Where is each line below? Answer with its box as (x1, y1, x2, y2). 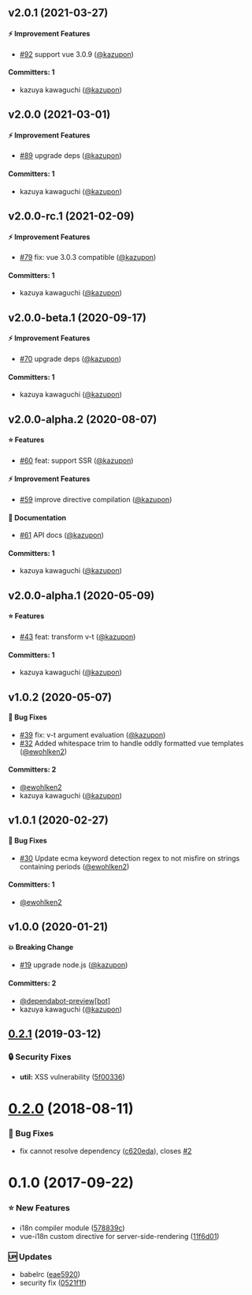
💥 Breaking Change (8, 942, 74, 952)
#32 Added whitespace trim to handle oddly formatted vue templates (19, 738, 244, 748)
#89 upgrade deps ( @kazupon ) (19, 151, 122, 160)
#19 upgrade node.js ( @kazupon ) (19, 960, 128, 970)
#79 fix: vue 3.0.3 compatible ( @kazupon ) (19, 253, 157, 262)
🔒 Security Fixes (8, 1051, 72, 1062)
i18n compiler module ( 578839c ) (19, 1223, 125, 1233)
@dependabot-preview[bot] (19, 996, 111, 1005)
